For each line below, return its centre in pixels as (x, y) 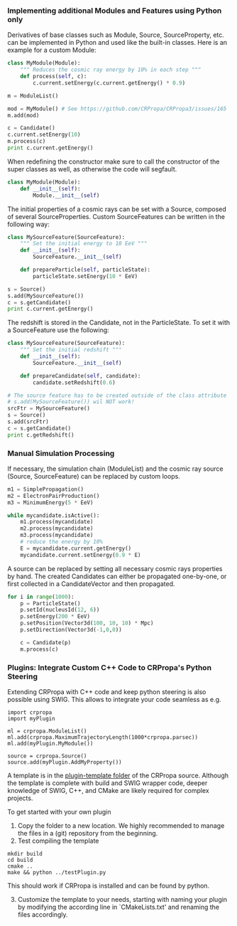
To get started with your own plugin (59, 812)
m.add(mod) (23, 115)
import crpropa (30, 713)
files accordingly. (43, 915)
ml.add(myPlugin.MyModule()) (50, 744)
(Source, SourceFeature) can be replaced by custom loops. (94, 476)
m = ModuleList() (33, 96)
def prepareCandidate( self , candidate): (81, 376)
